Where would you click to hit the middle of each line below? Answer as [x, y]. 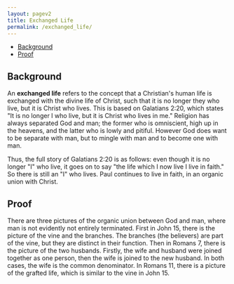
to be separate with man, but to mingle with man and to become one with [113, 138]
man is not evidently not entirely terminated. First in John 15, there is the [111, 228]
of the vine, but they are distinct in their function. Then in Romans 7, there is [117, 243]
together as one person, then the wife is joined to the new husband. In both [116, 258]
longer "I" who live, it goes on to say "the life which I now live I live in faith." [116, 167]
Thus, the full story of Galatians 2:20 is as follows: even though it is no [109, 160]
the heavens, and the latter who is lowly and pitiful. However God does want [117, 131]
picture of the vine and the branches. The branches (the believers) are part [116, 235]
